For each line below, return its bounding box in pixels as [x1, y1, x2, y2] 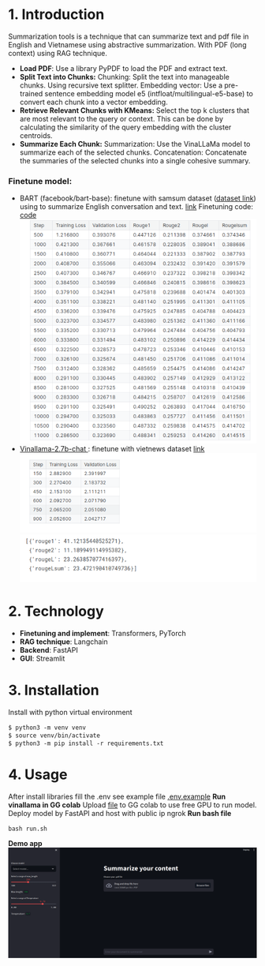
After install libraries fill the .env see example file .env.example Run [8, 792, 226, 801]
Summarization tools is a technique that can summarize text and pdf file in [8, 32, 249, 41]
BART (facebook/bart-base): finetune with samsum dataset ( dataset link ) [19, 193, 256, 203]
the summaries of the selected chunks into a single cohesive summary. [19, 155, 251, 165]
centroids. [19, 130, 53, 140]
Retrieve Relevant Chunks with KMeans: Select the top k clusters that [19, 105, 250, 115]
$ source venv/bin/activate [8, 732, 101, 739]
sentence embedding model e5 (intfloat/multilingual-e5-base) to [44, 88, 254, 98]
